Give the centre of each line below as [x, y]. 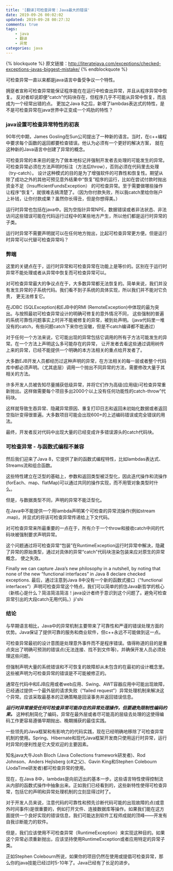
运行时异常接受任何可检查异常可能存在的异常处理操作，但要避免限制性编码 [84, 708]
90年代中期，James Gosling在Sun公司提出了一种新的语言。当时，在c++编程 [86, 136]
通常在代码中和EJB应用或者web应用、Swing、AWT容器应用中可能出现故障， [86, 684]
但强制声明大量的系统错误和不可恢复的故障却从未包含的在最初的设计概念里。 [86, 667]
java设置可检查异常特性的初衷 [43, 125]
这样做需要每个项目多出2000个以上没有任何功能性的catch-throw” [92, 391]
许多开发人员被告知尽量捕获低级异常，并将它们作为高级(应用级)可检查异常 [84, 385]
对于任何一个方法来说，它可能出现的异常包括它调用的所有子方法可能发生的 [84, 337]
